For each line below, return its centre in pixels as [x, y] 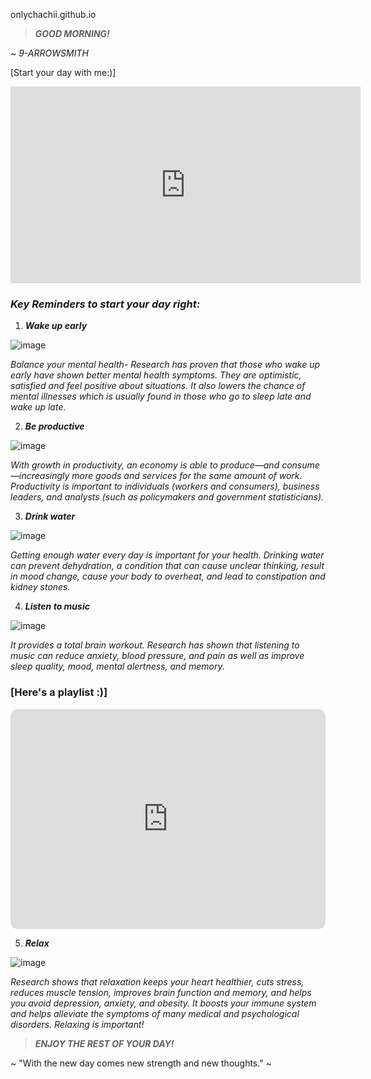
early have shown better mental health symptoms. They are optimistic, [156, 375]
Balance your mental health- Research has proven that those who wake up [165, 365]
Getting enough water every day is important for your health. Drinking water [167, 555]
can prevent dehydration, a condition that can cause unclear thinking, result [167, 566]
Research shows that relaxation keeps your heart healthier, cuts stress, [157, 981]
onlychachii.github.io [53, 14]
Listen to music [57, 606]
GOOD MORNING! [72, 33]
